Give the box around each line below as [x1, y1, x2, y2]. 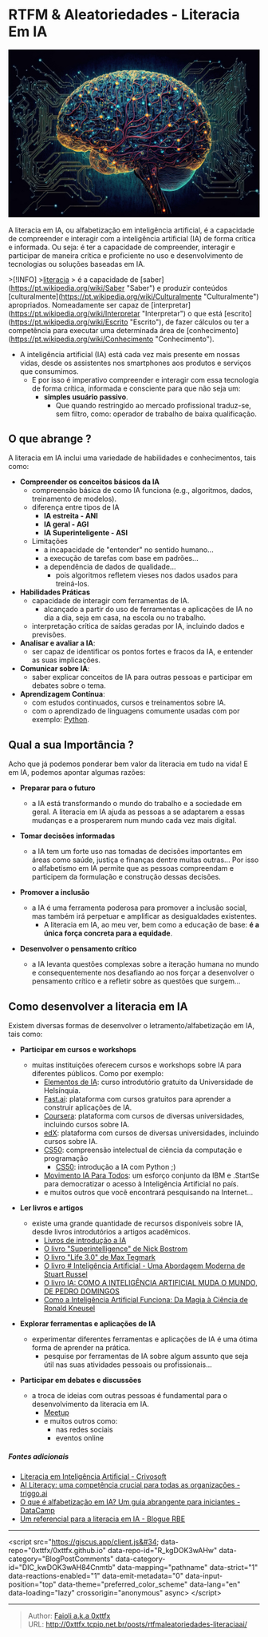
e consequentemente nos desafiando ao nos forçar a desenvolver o [31, 968, 255, 978]
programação [43, 1154, 89, 1163]
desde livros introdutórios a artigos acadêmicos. [31, 1227, 191, 1237]
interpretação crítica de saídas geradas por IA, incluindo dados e [31, 622, 245, 631]
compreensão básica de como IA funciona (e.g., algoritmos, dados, [31, 486, 254, 495]
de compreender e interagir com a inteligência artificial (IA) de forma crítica [8, 233, 257, 243]
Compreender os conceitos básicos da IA [19, 477, 160, 487]
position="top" [8, 1579, 57, 1589]
